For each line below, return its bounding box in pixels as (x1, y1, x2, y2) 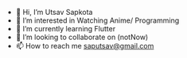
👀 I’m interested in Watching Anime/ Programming (15, 16, 180, 25)
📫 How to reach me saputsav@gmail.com (15, 42, 154, 50)
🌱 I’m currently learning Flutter (15, 24, 116, 33)
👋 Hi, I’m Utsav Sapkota (15, 8, 93, 16)
